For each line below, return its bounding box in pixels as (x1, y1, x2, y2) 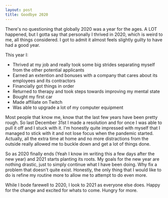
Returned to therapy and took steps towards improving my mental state (12, 88, 160, 94)
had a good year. (5, 42, 40, 48)
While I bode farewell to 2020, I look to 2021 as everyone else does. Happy (5, 182, 160, 188)
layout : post (5, 7, 33, 13)
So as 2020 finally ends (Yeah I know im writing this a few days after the (5, 151, 155, 157)
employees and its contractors (12, 78, 76, 84)
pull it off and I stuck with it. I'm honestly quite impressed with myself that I (5, 124, 160, 131)
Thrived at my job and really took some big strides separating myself (12, 61, 155, 68)
